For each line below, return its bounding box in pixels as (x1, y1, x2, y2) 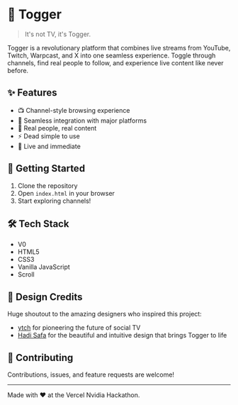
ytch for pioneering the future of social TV (17, 323, 141, 332)
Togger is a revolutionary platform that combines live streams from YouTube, (7, 43, 231, 52)
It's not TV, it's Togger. (24, 30, 91, 38)
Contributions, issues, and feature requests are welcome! (7, 370, 175, 379)
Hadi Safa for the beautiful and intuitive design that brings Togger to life (17, 331, 227, 340)
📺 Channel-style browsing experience (17, 106, 130, 114)
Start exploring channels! (17, 196, 91, 205)
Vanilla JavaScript (17, 262, 71, 272)
